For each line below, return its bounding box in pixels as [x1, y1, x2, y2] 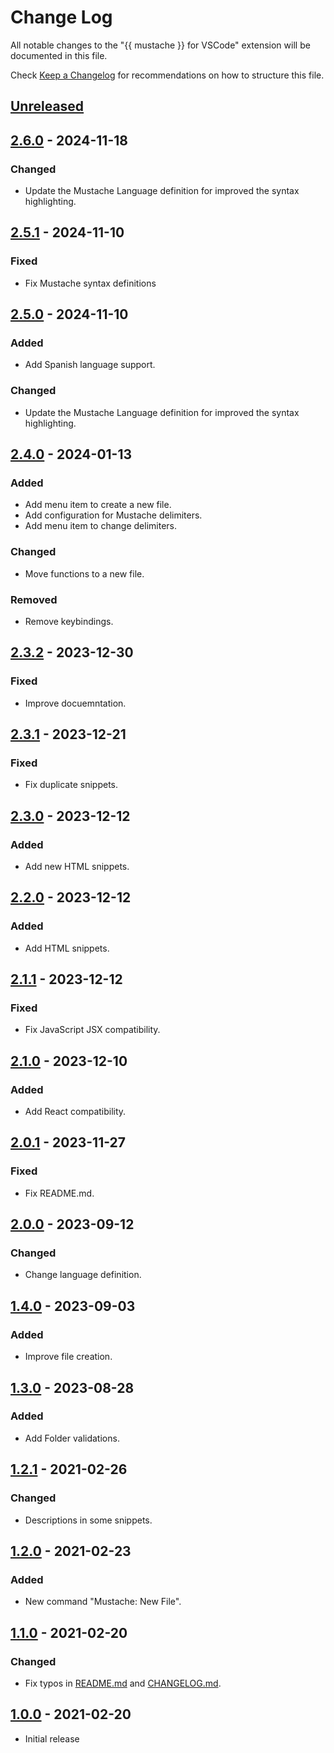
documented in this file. [10, 49, 108, 61]
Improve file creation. [24, 1351, 113, 1363]
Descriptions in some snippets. [24, 1514, 153, 1526]
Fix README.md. [24, 1187, 95, 1199]
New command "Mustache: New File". [24, 1596, 182, 1608]
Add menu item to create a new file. [24, 499, 172, 511]
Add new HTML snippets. [24, 861, 130, 873]
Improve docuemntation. [24, 697, 127, 709]
